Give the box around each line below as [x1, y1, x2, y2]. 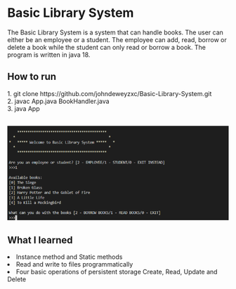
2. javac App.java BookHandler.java [7, 97, 110, 105]
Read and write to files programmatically [16, 260, 133, 269]
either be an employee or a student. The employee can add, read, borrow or [7, 35, 227, 43]
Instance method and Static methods [16, 253, 123, 261]
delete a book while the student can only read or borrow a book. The [7, 43, 206, 51]
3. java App [7, 104, 40, 113]
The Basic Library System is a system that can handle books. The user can [7, 28, 223, 36]
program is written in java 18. [7, 51, 91, 59]
